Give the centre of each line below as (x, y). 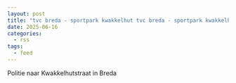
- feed (23, 53)
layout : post (26, 14)
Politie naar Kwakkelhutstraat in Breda (62, 73)
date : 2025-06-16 (33, 27)
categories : (25, 33)
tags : (15, 46)
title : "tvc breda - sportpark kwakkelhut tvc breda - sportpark (105, 20)
